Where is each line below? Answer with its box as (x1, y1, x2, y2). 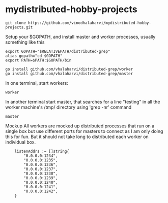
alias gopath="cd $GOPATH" (5, 53, 63, 58)
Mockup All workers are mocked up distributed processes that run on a (5, 123, 155, 129)
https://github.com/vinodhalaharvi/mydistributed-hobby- (27, 20, 152, 25)
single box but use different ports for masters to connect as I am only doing (5, 128, 163, 134)
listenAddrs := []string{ (14, 149, 70, 154)
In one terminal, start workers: (5, 80, 69, 86)
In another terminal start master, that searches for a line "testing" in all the (5, 98, 160, 105)
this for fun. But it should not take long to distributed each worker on (5, 133, 149, 140)
